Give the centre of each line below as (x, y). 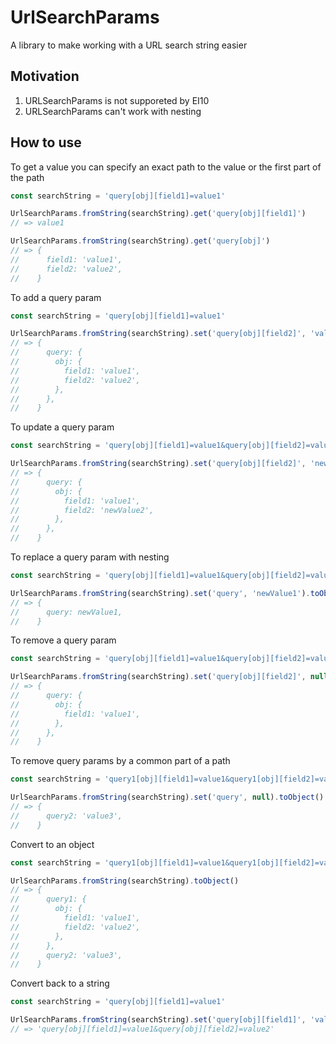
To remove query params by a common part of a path (120, 761)
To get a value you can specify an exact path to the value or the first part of (166, 167)
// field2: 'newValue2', (82, 510)
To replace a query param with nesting (90, 557)
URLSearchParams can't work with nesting (113, 111)
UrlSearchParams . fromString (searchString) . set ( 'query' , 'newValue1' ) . (160, 593)
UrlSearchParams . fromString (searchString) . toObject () (125, 881)
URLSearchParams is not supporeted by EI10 (117, 100)
